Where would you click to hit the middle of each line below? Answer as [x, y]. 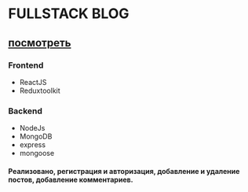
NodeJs [32, 128]
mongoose [37, 153]
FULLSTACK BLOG [69, 14]
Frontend [26, 65]
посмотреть [40, 43]
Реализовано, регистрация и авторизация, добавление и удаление [124, 171]
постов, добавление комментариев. [71, 179]
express [32, 145]
